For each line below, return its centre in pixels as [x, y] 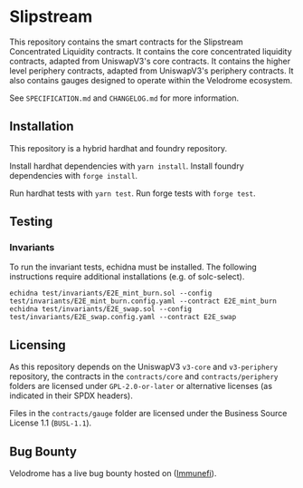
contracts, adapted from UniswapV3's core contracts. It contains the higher [150, 61]
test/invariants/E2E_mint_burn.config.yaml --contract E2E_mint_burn [143, 301]
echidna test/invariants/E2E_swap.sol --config [101, 309]
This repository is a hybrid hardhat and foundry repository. [118, 148]
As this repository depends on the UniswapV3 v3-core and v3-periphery [144, 367]
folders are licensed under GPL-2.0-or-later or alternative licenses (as [141, 386]
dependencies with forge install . [74, 175]
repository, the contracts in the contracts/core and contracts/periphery [144, 376]
